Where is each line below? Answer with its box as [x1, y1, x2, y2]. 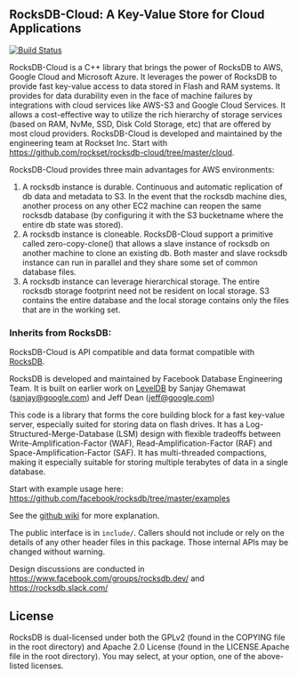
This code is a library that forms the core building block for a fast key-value [9, 409, 286, 421]
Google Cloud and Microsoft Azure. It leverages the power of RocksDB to [9, 71, 278, 82]
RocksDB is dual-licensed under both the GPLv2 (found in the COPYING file [9, 632, 286, 642]
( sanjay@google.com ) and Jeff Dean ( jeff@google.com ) [9, 392, 215, 403]
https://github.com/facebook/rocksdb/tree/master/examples [9, 493, 230, 504]
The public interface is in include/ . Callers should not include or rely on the [9, 528, 285, 538]
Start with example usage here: [9, 484, 124, 495]
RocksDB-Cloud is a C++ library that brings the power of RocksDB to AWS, [9, 61, 284, 72]
